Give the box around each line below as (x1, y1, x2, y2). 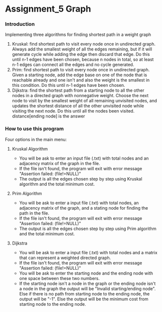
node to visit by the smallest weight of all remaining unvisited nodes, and (12, 98, 157, 104)
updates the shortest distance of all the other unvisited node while (12, 103, 144, 109)
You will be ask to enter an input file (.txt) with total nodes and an (19, 155, 149, 161)
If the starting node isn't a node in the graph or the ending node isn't (19, 280, 156, 286)
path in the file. (19, 210, 49, 216)
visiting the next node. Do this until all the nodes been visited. (12, 108, 134, 114)
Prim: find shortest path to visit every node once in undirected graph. (12, 67, 150, 73)
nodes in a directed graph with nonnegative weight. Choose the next (12, 93, 149, 99)
